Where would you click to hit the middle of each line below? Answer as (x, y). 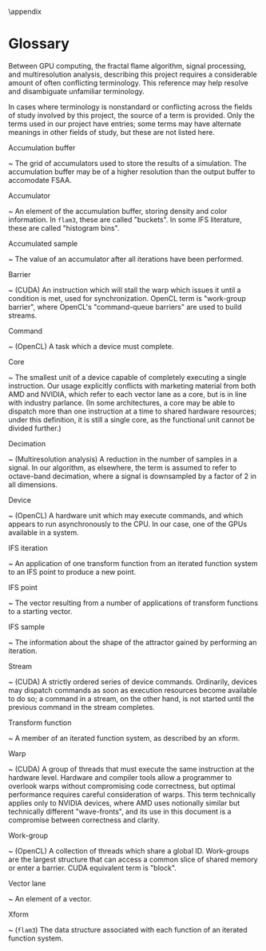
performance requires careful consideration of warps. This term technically (132, 794)
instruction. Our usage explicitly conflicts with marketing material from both (132, 386)
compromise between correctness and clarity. (84, 820)
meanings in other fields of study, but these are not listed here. (112, 132)
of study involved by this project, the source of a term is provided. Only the (132, 115)
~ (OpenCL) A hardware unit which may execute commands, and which (126, 515)
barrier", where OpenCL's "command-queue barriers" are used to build (125, 307)
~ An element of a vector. (50, 898)
